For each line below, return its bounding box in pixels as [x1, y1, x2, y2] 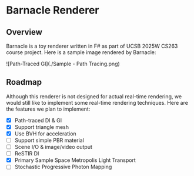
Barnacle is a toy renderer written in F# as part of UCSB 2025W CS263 [6, 42, 178, 49]
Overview [6, 27, 43, 37]
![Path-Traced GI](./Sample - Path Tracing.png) [6, 60, 121, 67]
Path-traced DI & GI [14, 117, 62, 124]
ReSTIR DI [14, 150, 39, 157]
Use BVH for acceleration [14, 130, 76, 137]
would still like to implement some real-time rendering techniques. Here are [6, 99, 188, 106]
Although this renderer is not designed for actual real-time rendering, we [6, 92, 182, 100]
